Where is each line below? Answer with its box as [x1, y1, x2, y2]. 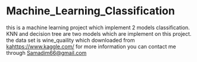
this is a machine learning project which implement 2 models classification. [6, 24, 190, 31]
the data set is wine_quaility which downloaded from [6, 36, 135, 44]
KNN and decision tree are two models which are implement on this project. [6, 30, 192, 37]
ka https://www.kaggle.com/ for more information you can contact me [6, 43, 177, 50]
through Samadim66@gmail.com [6, 49, 87, 56]
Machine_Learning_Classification [6, 4, 176, 18]
